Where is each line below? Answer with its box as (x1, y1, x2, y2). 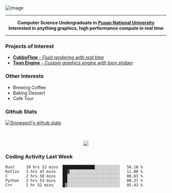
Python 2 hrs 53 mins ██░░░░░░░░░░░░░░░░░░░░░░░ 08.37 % (5, 178, 143, 183)
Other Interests (5, 72, 44, 80)
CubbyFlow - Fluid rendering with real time (12, 54, 104, 61)
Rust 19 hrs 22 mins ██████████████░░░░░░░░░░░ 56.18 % (5, 165, 143, 170)
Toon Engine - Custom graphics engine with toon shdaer (12, 60, 134, 66)
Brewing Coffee (12, 84, 46, 90)
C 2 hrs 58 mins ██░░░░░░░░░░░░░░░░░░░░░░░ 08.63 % (5, 173, 143, 179)
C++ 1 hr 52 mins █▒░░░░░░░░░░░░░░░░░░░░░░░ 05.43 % (5, 183, 143, 188)
